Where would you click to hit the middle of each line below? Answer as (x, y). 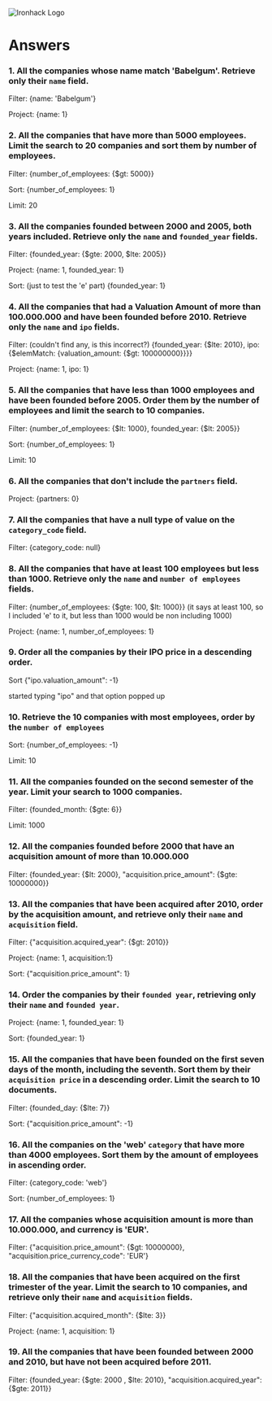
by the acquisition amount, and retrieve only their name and (126, 914)
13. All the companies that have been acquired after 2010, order (136, 904)
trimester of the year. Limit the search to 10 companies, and (128, 1287)
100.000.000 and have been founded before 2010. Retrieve (128, 317)
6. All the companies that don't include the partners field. (123, 481)
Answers (39, 46)
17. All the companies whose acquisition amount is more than (131, 1219)
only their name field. (49, 81)
